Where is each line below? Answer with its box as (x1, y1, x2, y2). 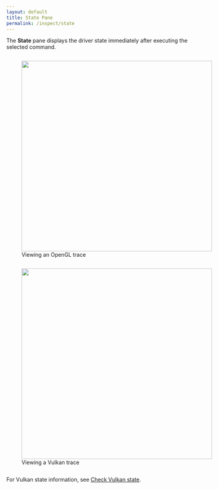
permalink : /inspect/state (6, 20, 75, 26)
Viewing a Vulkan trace (21, 459, 80, 466)
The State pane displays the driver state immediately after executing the (6, 37, 188, 45)
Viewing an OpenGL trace (21, 251, 86, 259)
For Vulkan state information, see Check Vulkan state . (6, 476, 141, 484)
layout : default (6, 9, 47, 15)
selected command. (6, 43, 56, 51)
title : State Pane (6, 15, 53, 21)
